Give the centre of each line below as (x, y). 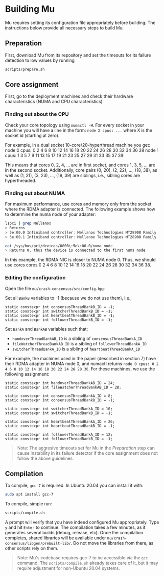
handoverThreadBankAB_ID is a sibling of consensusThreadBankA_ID (77, 338)
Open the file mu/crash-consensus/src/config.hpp (55, 288)
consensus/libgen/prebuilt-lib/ (38, 544)
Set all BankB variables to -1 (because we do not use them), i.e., (69, 298)
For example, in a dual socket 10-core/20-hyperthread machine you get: (78, 145)
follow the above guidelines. (46, 458)
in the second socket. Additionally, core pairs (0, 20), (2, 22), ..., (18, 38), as (81, 170)
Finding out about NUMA (35, 193)
